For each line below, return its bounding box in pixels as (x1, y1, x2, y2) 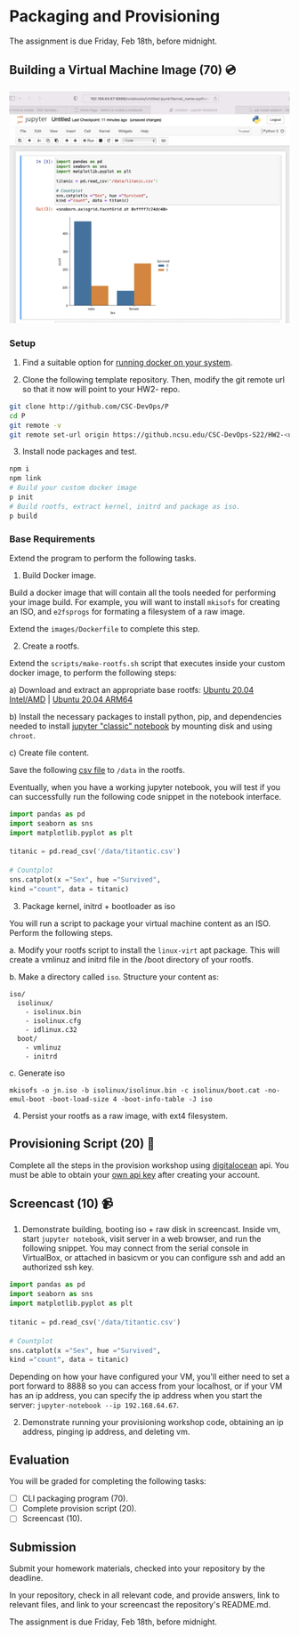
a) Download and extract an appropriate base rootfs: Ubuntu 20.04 (9, 684, 255, 695)
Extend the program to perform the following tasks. (9, 552, 198, 563)
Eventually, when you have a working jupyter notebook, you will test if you (9, 781, 281, 793)
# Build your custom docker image (9, 483, 138, 493)
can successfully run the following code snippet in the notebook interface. (9, 791, 282, 802)
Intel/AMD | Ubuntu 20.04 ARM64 (9, 694, 133, 705)
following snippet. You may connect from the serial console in (21, 1243, 249, 1253)
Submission (9, 1539, 77, 1554)
